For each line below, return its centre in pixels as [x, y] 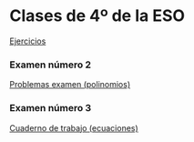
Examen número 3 [51, 108]
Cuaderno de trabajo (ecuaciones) [74, 127]
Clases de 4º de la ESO [97, 16]
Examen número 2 [51, 65]
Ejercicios [28, 41]
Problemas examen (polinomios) [70, 85]
